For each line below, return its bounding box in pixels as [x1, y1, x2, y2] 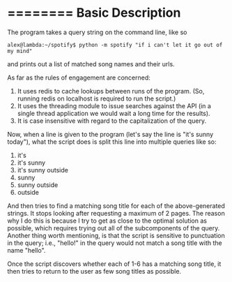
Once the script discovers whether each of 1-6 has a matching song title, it [7, 260, 222, 268]
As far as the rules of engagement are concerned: [7, 73, 151, 82]
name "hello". [7, 246, 46, 254]
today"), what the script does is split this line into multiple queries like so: [7, 138, 217, 146]
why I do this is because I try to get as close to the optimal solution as [7, 216, 208, 225]
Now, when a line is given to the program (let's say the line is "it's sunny [7, 130, 214, 138]
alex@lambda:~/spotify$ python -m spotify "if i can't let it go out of [7, 41, 223, 48]
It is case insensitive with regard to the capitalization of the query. [17, 117, 207, 125]
